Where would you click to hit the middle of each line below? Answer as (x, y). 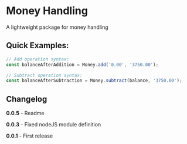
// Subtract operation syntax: (44, 75)
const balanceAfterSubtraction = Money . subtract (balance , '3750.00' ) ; (94, 81)
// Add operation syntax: (38, 59)
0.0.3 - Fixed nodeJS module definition (54, 125)
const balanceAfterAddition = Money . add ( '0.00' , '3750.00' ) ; (82, 65)
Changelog (27, 99)
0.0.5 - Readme (25, 113)
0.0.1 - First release (30, 136)
